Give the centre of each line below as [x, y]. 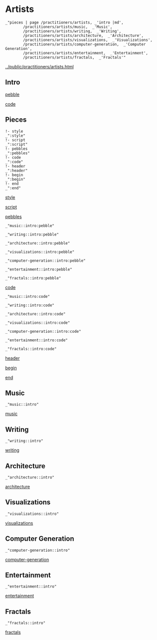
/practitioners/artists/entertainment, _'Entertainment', [86, 53]
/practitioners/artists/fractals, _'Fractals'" [75, 57]
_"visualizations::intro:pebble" [40, 252]
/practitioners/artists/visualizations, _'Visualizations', [88, 40]
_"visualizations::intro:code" [38, 323]
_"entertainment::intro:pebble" [39, 269]
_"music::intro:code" [28, 296]
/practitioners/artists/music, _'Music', [68, 27]
